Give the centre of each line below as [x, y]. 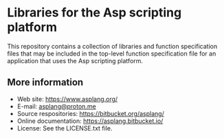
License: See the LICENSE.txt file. [65, 128]
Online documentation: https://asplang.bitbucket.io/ [90, 121]
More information [45, 83]
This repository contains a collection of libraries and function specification [112, 46]
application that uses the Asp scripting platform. [75, 60]
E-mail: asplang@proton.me [56, 106]
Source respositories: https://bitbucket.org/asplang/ [91, 113]
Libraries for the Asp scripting [94, 13]
